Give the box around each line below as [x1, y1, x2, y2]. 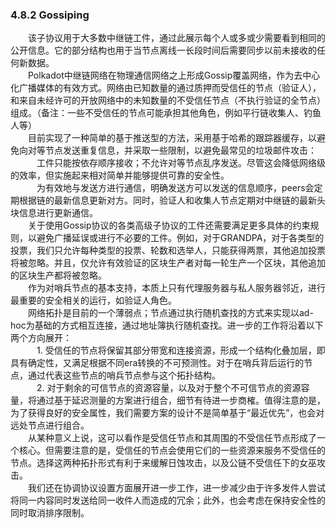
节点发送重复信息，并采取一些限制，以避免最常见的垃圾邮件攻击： [44, 144, 317, 157]
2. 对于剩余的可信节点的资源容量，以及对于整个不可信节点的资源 [36, 382, 302, 394]
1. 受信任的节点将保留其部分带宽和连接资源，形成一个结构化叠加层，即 [36, 344, 326, 357]
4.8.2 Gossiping [10, 8, 90, 22]
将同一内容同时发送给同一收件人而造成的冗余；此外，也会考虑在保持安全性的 [10, 494, 326, 507]
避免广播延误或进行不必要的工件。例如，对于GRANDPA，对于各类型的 [36, 232, 325, 244]
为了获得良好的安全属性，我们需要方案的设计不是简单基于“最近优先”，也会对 [10, 407, 325, 419]
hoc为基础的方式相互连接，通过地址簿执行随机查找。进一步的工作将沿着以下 [10, 319, 324, 332]
